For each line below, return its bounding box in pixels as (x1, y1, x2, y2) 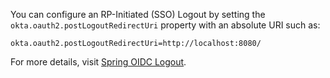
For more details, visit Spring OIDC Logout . (10, 56, 187, 68)
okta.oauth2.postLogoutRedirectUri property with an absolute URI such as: (10, 19, 321, 31)
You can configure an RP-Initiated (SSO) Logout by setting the (10, 9, 266, 20)
